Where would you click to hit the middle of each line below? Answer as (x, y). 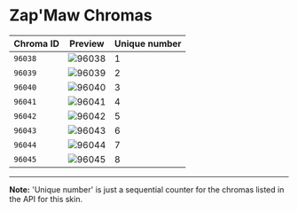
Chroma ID (36, 43)
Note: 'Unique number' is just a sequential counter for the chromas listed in (147, 189)
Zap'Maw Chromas (81, 16)
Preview (87, 43)
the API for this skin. (46, 199)
